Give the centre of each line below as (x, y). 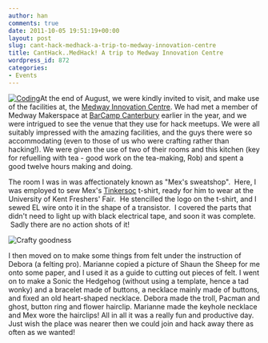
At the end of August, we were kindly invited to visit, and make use (150, 98)
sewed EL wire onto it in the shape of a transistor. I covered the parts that (130, 207)
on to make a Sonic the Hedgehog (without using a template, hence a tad (129, 280)
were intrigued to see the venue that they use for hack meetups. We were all (134, 123)
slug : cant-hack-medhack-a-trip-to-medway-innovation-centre (112, 46)
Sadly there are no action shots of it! (70, 224)
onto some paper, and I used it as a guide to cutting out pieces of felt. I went (134, 272)
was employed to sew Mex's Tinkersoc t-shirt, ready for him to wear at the (131, 190)
